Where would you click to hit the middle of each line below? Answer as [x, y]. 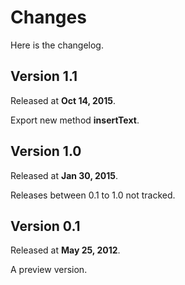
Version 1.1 [44, 76]
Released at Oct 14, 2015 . [63, 100]
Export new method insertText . [75, 120]
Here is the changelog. [57, 45]
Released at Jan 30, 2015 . [64, 175]
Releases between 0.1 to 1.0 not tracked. [93, 195]
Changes [48, 17]
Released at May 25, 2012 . [65, 250]
